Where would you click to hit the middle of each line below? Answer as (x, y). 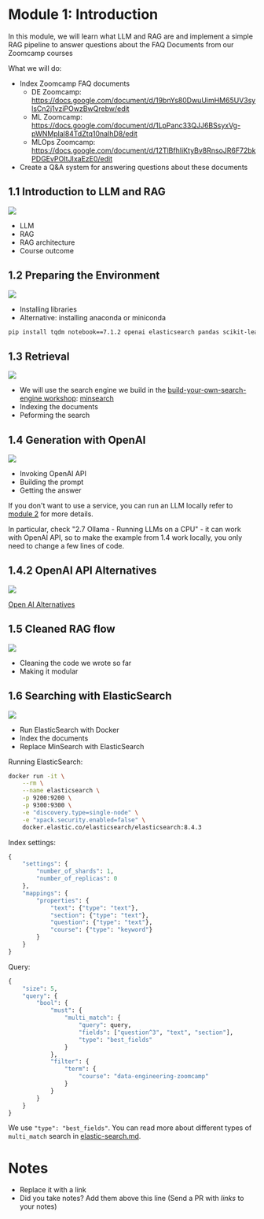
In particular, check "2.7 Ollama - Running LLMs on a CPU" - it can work (125, 530)
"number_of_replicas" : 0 (77, 879)
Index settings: (32, 842)
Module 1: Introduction (83, 15)
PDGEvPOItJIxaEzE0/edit (72, 158)
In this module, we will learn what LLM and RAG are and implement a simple (131, 36)
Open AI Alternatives (42, 604)
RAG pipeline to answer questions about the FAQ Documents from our (121, 44)
